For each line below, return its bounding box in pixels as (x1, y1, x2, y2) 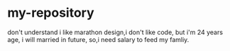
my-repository (7, 5, 94, 21)
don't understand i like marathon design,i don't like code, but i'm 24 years (7, 28, 224, 36)
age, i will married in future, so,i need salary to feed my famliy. (7, 35, 190, 43)
